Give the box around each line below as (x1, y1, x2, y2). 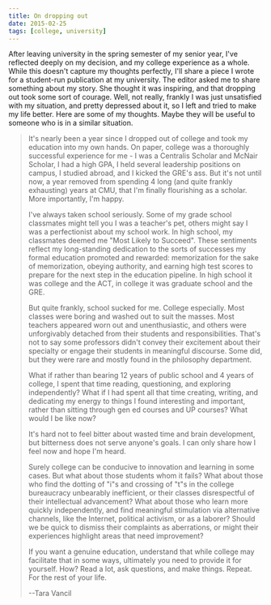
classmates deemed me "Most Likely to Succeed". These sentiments (28, 236, 257, 246)
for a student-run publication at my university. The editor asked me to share (8, 75, 260, 85)
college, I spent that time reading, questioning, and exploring (28, 379, 231, 389)
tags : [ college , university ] (8, 27, 107, 35)
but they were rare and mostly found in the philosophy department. (28, 354, 252, 365)
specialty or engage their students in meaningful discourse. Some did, (28, 346, 263, 356)
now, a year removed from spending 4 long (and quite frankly (28, 177, 233, 187)
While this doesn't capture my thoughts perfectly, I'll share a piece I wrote (8, 67, 255, 76)
